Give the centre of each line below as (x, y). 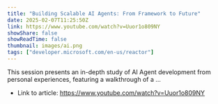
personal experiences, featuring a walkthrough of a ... (84, 79)
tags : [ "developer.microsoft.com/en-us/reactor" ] (81, 53)
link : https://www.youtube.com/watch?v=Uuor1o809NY (84, 26)
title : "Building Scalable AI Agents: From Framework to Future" (104, 14)
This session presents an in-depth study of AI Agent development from (109, 72)
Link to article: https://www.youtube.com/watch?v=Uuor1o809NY (111, 93)
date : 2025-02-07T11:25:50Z (48, 20)
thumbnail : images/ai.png (45, 46)
